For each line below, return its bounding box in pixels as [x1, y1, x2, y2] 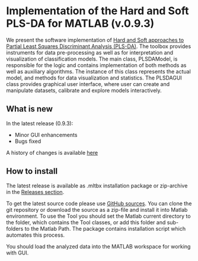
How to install [6, 166, 58, 176]
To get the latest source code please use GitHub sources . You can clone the [6, 200, 192, 207]
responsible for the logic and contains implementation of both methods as [6, 61, 187, 69]
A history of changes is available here [6, 149, 98, 156]
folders [6, 225, 24, 232]
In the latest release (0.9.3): [6, 120, 74, 127]
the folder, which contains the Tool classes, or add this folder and [6, 218, 166, 226]
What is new [6, 104, 53, 114]
